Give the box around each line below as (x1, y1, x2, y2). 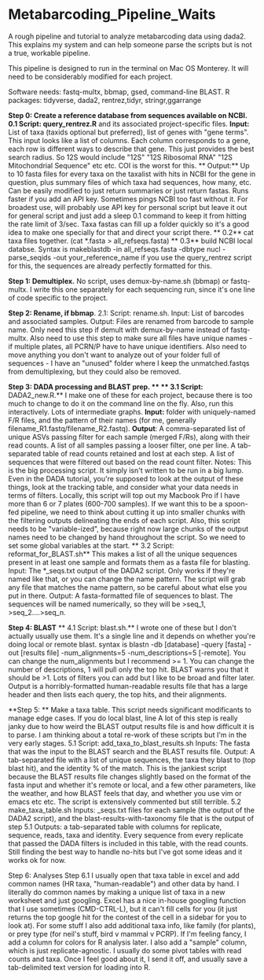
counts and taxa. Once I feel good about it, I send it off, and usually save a (8, 954, 248, 963)
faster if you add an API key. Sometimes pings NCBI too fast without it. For (8, 194, 248, 204)
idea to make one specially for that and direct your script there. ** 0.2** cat (8, 227, 254, 237)
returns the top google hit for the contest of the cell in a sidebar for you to (8, 912, 247, 922)
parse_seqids (8, 252, 52, 262)
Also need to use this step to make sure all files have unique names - (30, 333, 253, 343)
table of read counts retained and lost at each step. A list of (42, 448, 235, 458)
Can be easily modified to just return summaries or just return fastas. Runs (8, 186, 249, 195)
